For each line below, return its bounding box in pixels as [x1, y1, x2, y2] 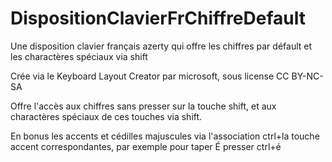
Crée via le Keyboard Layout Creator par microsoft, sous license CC [10, 70, 290, 82]
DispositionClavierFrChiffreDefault [10, 7, 306, 30]
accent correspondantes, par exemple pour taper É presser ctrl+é [10, 140, 282, 152]
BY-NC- [291, 70, 324, 82]
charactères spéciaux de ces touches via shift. [10, 110, 203, 122]
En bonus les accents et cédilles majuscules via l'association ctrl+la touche [10, 130, 320, 142]
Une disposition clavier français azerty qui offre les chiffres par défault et [10, 40, 313, 52]
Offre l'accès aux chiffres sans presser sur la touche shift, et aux [10, 100, 277, 112]
